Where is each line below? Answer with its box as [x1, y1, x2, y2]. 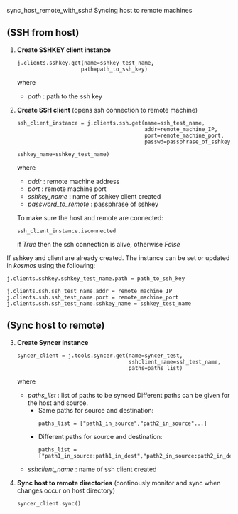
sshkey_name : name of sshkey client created [27, 192, 161, 200]
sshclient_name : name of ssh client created [27, 465, 157, 473]
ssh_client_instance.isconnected [16, 227, 117, 235]
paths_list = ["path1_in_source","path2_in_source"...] [38, 420, 207, 427]
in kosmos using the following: [6, 261, 96, 269]
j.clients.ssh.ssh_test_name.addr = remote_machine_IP [6, 287, 173, 294]
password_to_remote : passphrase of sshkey [27, 200, 159, 208]
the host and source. [27, 399, 89, 407]
